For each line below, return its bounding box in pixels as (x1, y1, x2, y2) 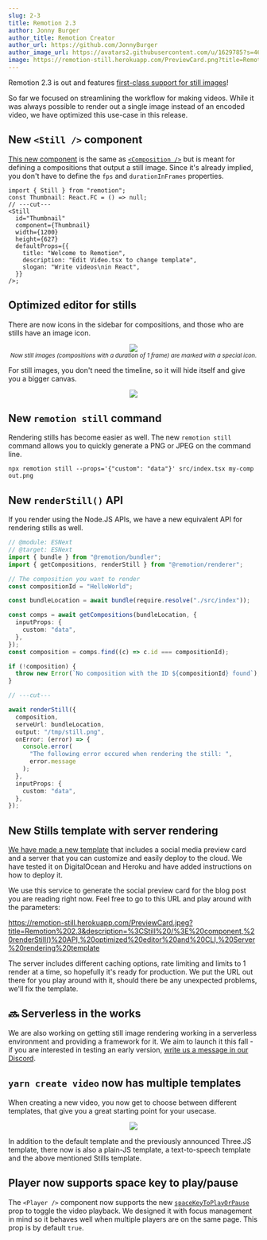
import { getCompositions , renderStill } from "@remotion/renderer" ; (8, 560, 244, 568)
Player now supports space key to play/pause (8, 1176, 238, 1190)
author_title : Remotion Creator (8, 33, 115, 42)
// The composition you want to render (8, 575, 141, 583)
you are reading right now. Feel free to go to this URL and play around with (8, 894, 252, 904)
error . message (29, 758, 77, 765)
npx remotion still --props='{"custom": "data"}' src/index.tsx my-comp (8, 465, 254, 473)
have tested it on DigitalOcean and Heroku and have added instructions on (8, 862, 252, 871)
